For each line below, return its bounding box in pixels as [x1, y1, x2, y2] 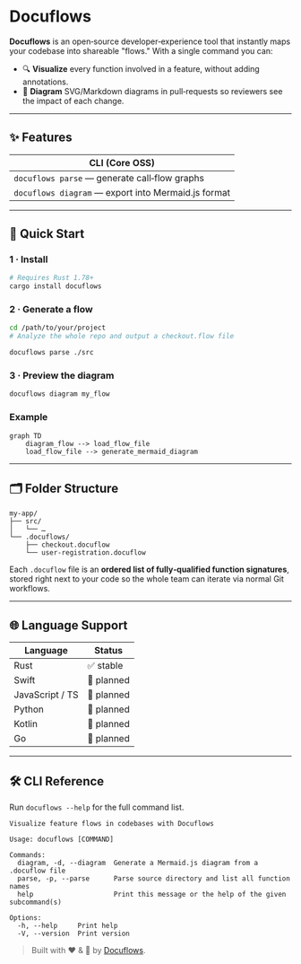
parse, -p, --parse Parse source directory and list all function [17, 874, 291, 883]
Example [9, 411, 48, 424]
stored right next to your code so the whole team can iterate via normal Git [9, 574, 285, 584]
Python [13, 703, 45, 715]
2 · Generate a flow [9, 303, 93, 316]
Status [93, 644, 124, 657]
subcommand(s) [9, 898, 63, 907]
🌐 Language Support [9, 618, 128, 633]
